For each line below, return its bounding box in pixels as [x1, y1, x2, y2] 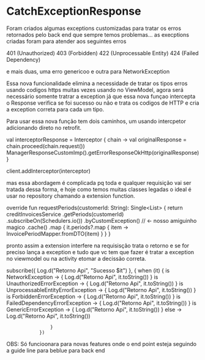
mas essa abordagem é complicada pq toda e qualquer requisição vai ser [6, 179, 192, 186]
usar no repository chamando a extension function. [6, 192, 136, 200]
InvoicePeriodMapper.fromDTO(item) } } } [6, 230, 111, 237]
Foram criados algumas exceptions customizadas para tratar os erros [6, 24, 182, 32]
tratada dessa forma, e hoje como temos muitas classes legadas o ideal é [6, 186, 192, 193]
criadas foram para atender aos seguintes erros [6, 37, 127, 45]
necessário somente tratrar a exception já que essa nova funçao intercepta [6, 92, 196, 100]
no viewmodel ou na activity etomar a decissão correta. [6, 255, 147, 262]
